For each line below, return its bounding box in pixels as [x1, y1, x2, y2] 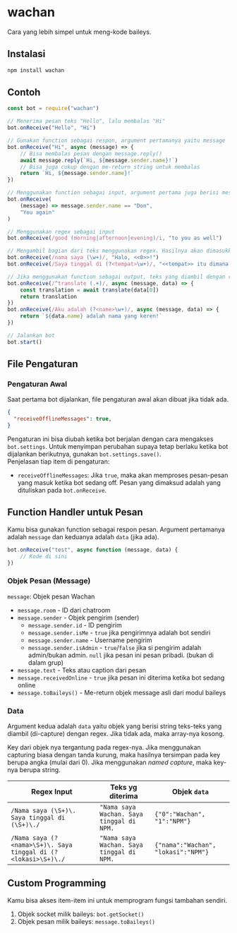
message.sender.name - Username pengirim [28, 636, 152, 644]
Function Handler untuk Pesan [7, 506, 143, 519]
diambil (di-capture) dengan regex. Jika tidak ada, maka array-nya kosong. [7, 730, 225, 738]
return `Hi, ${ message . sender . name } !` [20, 170, 134, 177]
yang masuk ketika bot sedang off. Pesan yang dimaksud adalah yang [17, 478, 221, 487]
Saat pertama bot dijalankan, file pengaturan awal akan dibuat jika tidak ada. [7, 395, 229, 404]
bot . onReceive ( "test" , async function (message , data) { [7, 546, 178, 553]
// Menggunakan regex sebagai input [7, 228, 115, 235]
